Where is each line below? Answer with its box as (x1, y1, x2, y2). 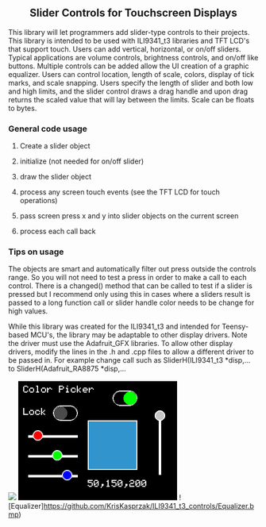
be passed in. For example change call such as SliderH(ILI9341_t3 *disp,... (8, 356, 251, 365)
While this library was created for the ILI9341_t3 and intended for (8, 321, 221, 332)
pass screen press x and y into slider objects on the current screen (19, 211, 239, 221)
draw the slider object (19, 172, 92, 182)
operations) (19, 196, 58, 206)
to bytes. (8, 103, 37, 113)
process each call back (19, 226, 97, 237)
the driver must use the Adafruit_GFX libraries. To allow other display (8, 339, 233, 348)
